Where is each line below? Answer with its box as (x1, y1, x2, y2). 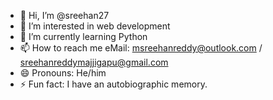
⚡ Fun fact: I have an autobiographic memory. (19, 78, 208, 90)
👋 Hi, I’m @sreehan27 (19, 10, 110, 21)
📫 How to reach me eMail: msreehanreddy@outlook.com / (19, 42, 263, 54)
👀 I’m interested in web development (19, 20, 171, 32)
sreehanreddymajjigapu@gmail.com (19, 56, 169, 68)
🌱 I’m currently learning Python (19, 31, 148, 42)
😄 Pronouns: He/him (19, 67, 107, 79)
